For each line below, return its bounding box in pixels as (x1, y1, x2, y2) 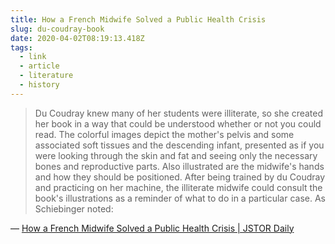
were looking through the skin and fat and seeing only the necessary (34, 149, 318, 161)
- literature (19, 71, 74, 81)
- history (19, 80, 60, 90)
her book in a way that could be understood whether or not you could (34, 117, 322, 130)
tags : (10, 42, 33, 53)
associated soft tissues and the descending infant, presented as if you (34, 139, 325, 151)
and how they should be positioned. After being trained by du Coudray (34, 171, 326, 183)
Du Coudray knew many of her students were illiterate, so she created (34, 107, 324, 119)
